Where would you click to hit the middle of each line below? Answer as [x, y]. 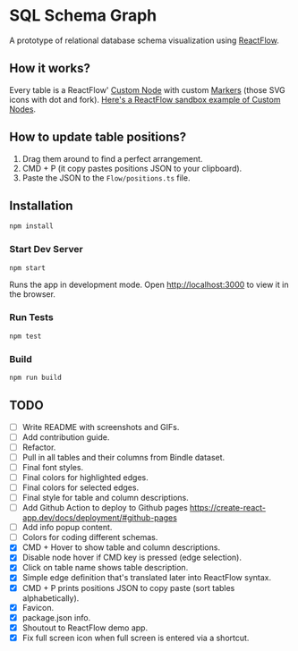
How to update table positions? [98, 137]
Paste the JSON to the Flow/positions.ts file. [106, 178]
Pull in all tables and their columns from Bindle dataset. [123, 457]
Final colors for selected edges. [81, 487]
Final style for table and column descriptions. [106, 498]
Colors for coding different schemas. [90, 537]
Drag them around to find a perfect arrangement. [112, 158]
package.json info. [56, 617]
